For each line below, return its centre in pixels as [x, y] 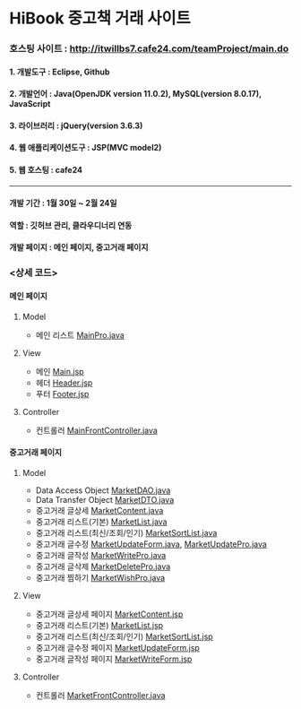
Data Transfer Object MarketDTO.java [105, 499]
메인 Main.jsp [60, 371]
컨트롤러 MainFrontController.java [97, 430]
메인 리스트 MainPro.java [80, 335]
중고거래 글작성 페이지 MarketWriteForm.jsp [114, 659]
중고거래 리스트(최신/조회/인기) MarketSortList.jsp [124, 636]
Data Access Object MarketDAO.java [103, 490]
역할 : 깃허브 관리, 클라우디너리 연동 [71, 225]
